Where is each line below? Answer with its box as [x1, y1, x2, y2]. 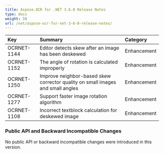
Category [124, 36, 147, 43]
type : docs [5, 12, 27, 17]
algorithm [40, 99, 62, 106]
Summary [40, 36, 63, 43]
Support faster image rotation [40, 93, 107, 100]
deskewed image [40, 113, 79, 120]
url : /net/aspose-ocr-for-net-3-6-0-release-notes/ [5, 21, 112, 26]
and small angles [40, 85, 79, 92]
